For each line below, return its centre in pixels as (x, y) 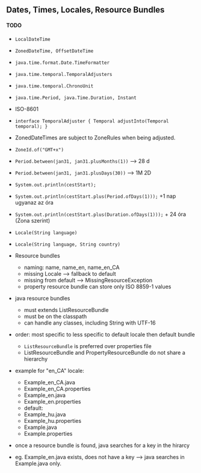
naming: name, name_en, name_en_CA (72, 267)
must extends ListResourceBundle (66, 310)
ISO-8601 (27, 109)
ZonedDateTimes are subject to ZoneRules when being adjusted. (95, 138)
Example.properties (48, 433)
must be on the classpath (55, 316)
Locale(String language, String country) (67, 244)
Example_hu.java (45, 414)
